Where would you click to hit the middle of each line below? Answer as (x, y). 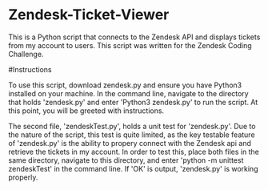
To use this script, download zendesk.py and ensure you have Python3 (125, 85)
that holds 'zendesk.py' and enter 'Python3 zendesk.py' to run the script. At (133, 102)
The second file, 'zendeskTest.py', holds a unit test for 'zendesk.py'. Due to (132, 126)
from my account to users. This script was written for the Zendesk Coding (130, 45)
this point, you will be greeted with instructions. (86, 111)
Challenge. (26, 54)
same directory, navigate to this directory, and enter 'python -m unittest (126, 160)
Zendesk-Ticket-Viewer (89, 15)
